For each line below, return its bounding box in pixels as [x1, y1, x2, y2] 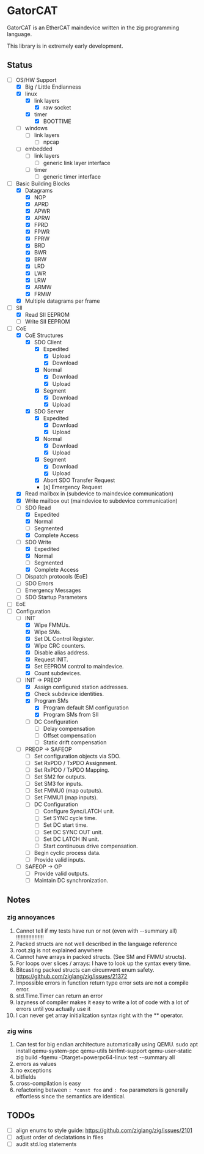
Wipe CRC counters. [34, 642, 86, 649]
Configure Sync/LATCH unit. [43, 808, 115, 815]
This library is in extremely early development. [7, 42, 124, 50]
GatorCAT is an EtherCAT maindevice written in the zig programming [7, 24, 180, 31]
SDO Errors [24, 580, 54, 587]
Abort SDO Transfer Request [43, 476, 115, 484]
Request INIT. [34, 656, 68, 663]
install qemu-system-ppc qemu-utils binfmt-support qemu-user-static [15, 1047, 192, 1054]
